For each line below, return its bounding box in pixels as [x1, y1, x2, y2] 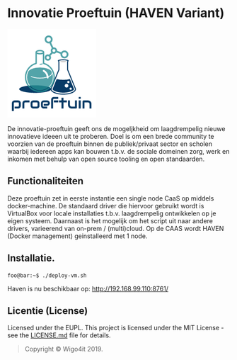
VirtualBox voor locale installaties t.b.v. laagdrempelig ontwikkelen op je [7, 209, 216, 218]
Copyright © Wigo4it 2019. [24, 345, 104, 354]
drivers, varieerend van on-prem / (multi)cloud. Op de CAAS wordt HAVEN [7, 224, 224, 232]
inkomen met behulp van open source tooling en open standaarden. [7, 154, 205, 163]
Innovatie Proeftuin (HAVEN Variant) [7, 5, 225, 21]
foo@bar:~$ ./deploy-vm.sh [7, 271, 87, 279]
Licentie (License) [7, 305, 88, 317]
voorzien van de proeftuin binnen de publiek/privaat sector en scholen [7, 140, 212, 148]
